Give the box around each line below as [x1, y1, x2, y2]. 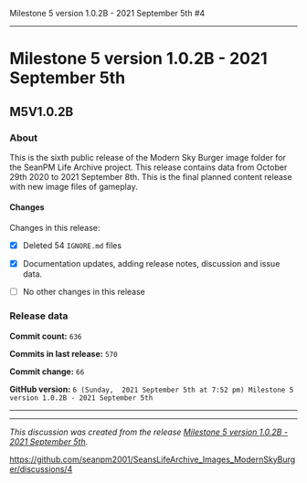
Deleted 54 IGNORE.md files [22, 240, 122, 251]
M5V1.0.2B [9, 104, 74, 120]
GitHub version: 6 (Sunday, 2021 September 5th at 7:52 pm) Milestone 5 [9, 383, 294, 394]
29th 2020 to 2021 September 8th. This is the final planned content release [9, 171, 292, 182]
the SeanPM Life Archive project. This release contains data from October [9, 162, 288, 173]
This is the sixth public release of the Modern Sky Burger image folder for [9, 152, 286, 163]
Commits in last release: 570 [9, 348, 118, 359]
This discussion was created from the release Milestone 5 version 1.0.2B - [9, 426, 289, 437]
